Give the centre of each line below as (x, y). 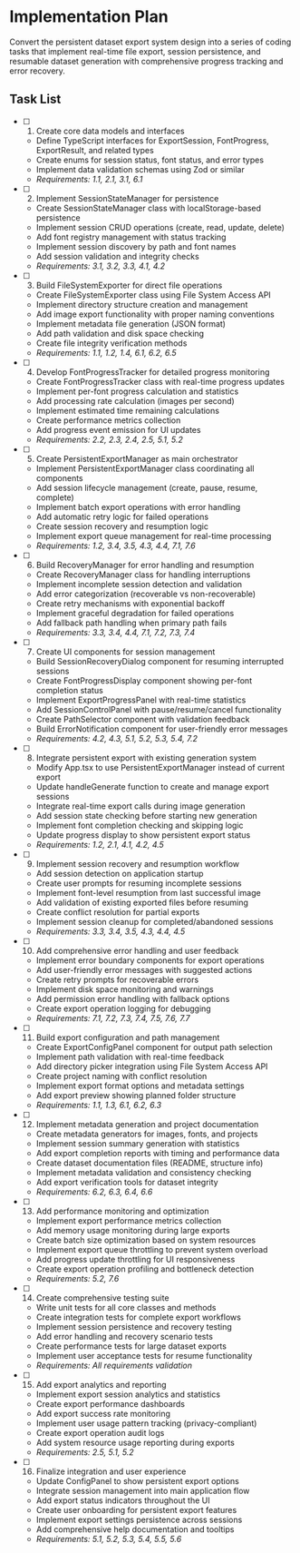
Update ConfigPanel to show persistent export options (138, 1480)
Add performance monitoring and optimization (122, 1211)
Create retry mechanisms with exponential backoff (130, 603)
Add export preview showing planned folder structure (136, 1095)
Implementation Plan (89, 17)
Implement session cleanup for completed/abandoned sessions (155, 921)
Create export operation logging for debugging (123, 1008)
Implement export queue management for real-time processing (154, 536)
